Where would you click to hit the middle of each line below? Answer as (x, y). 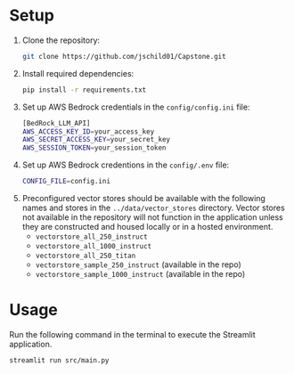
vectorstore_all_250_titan (86, 256)
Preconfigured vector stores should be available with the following (143, 199)
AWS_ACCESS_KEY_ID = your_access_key (88, 131)
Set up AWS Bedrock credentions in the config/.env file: (126, 165)
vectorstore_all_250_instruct (92, 237)
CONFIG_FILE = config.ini (66, 182)
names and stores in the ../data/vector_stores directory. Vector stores (153, 208)
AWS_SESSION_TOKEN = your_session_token (94, 148)
